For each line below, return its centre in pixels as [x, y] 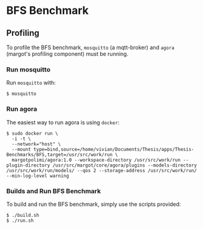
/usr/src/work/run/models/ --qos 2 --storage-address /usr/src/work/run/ [102, 170]
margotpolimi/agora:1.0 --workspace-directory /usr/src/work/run [96, 160]
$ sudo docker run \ [33, 133]
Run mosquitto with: [31, 83]
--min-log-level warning [38, 176]
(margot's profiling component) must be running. [67, 54]
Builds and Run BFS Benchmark [54, 191]
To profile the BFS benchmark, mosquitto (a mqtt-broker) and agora [90, 47]
